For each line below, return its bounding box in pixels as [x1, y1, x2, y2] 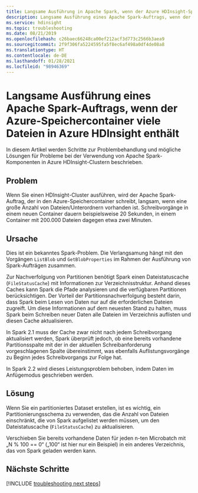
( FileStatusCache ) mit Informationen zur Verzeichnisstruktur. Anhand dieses [6, 279, 190, 286]
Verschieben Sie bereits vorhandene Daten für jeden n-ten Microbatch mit [6, 435, 186, 442]
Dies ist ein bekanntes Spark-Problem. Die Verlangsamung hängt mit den [6, 249, 183, 256]
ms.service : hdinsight [6, 19, 62, 25]
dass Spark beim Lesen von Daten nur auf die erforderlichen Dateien [6, 298, 173, 305]
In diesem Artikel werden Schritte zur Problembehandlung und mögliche [6, 146, 181, 154]
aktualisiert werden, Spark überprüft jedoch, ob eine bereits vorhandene [6, 335, 181, 342]
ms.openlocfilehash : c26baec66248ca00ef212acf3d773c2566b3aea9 [6, 36, 165, 42]
